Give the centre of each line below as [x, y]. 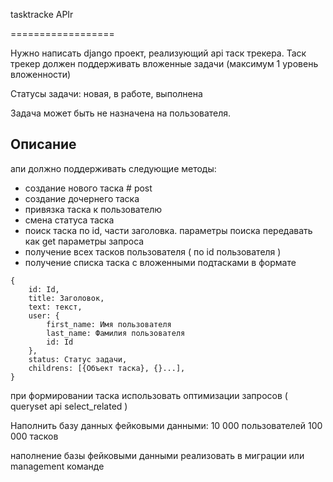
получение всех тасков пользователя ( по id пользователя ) [153, 251]
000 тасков [34, 436]
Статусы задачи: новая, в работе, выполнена [106, 93]
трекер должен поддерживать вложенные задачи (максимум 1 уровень [164, 63]
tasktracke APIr [42, 14]
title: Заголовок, [66, 298]
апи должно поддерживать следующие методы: [113, 168]
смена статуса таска [69, 220]
